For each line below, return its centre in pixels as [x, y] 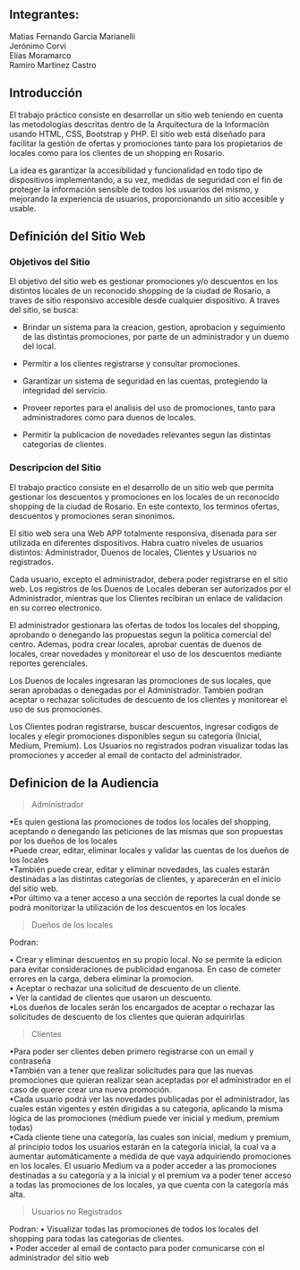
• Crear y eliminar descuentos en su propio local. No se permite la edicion [146, 960]
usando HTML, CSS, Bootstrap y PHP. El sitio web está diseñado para [137, 134]
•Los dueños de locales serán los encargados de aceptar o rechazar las [142, 1007]
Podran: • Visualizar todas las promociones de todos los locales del [134, 1229]
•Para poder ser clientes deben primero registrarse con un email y [132, 1051]
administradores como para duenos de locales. [109, 418]
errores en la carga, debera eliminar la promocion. [102, 979]
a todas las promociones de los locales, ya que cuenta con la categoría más [149, 1185]
